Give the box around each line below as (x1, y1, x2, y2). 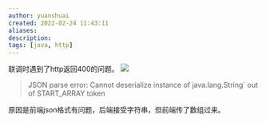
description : (8, 33, 52, 42)
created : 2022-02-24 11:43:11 (8, 19, 109, 27)
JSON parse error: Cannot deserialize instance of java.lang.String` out (27, 81, 258, 90)
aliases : (8, 26, 38, 34)
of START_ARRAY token (27, 89, 105, 98)
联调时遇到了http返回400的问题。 (8, 65, 119, 74)
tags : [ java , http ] (8, 41, 73, 49)
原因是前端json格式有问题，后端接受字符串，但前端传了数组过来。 (8, 105, 225, 115)
